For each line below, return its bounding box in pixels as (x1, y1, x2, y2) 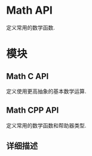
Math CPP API (6, 105, 59, 116)
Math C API (6, 71, 49, 81)
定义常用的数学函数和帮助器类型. (6, 121, 87, 129)
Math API (6, 4, 53, 17)
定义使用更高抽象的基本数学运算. (6, 88, 87, 95)
